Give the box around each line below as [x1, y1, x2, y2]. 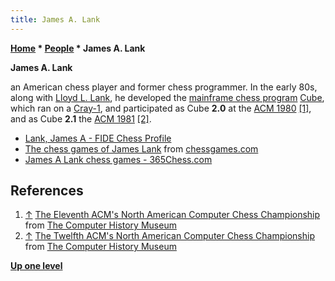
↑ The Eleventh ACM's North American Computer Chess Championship [24, 209, 321, 221]
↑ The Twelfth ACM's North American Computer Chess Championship [24, 230, 315, 242]
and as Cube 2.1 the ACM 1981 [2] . [10, 112, 152, 125]
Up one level [10, 260, 63, 272]
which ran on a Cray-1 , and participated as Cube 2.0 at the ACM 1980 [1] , [10, 102, 312, 114]
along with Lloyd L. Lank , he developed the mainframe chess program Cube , [10, 91, 325, 103]
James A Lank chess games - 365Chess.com [24, 153, 213, 165]
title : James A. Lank [10, 14, 101, 25]
